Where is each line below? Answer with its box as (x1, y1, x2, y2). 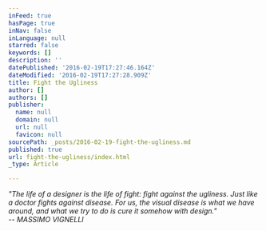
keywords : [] (8, 49, 52, 57)
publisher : (8, 101, 45, 109)
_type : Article (8, 161, 59, 169)
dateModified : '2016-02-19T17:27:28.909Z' (8, 71, 152, 79)
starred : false (8, 42, 59, 50)
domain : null (15, 116, 59, 124)
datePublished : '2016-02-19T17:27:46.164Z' (8, 64, 156, 72)
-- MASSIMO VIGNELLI (8, 215, 84, 225)
